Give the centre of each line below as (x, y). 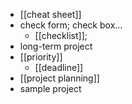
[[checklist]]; (61, 35)
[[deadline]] (59, 67)
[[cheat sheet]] (50, 14)
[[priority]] (41, 57)
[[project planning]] (59, 78)
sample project (50, 88)
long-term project (56, 46)
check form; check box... (71, 25)
